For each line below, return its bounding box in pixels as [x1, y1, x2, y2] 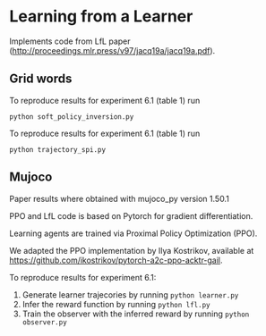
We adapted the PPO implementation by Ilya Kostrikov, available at [9, 245, 254, 256]
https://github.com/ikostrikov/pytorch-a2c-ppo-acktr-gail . [9, 255, 223, 265]
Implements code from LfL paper [9, 36, 132, 46]
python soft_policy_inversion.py [9, 112, 134, 122]
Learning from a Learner [9, 6, 193, 27]
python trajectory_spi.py [9, 145, 106, 154]
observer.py [21, 317, 67, 327]
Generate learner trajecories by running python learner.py [21, 289, 239, 300]
